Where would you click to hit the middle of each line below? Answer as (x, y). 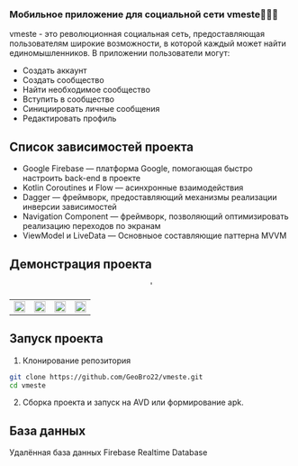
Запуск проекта (56, 338)
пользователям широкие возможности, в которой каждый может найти (148, 43)
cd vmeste (28, 385)
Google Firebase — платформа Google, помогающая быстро (138, 169)
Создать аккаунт (54, 70)
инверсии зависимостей (69, 207)
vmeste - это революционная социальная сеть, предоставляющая (137, 34)
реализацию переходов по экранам (91, 226)
